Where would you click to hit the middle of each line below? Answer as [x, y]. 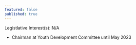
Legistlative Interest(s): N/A [32, 28]
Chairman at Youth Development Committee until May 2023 [71, 37]
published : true [21, 14]
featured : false [21, 9]
